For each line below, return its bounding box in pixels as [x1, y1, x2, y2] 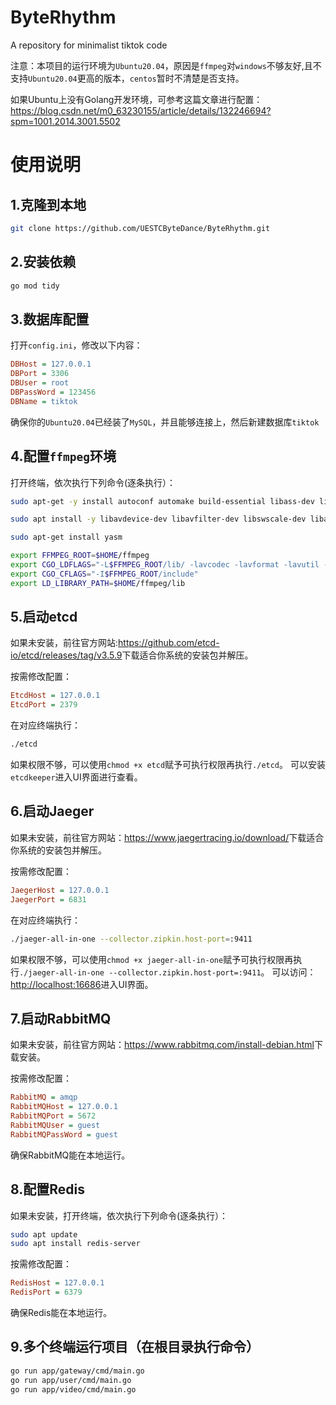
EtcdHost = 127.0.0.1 [10, 691, 101, 701]
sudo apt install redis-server [10, 1239, 141, 1249]
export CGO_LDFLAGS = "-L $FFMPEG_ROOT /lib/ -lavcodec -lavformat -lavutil [10, 560, 320, 570]
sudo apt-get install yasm [10, 532, 123, 543]
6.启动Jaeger [10, 803, 95, 820]
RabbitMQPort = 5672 [10, 1111, 97, 1121]
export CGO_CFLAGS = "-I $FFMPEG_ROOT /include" [10, 569, 199, 579]
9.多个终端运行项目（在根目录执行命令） [10, 1339, 260, 1356]
